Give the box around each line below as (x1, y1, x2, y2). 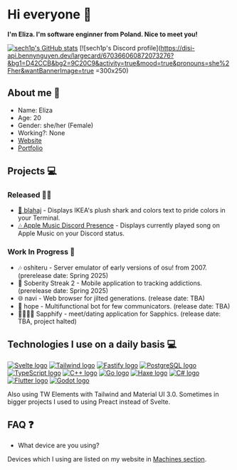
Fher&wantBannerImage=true (7, 66, 95, 75)
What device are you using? (17, 441, 100, 450)
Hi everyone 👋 (7, 6, 92, 23)
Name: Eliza (17, 106, 53, 114)
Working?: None (17, 128, 65, 137)
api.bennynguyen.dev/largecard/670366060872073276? (7, 51, 174, 60)
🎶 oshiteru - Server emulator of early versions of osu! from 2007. (17, 263, 208, 272)
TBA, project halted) (17, 316, 77, 326)
